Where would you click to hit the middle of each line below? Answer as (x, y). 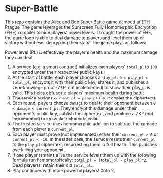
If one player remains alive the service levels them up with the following (84, 155)
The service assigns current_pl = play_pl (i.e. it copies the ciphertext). (84, 98)
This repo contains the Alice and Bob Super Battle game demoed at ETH (78, 22)
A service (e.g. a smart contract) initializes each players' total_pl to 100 (84, 67)
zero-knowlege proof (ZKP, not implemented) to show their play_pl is (81, 87)
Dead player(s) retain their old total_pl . (52, 165)
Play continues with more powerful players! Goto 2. (64, 170)
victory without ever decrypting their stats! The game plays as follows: (76, 42)
